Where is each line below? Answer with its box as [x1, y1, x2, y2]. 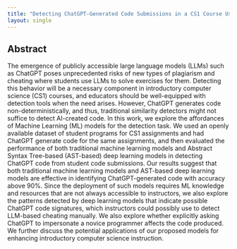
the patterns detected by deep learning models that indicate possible [7, 197, 208, 205]
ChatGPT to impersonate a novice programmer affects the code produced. [7, 219, 224, 228]
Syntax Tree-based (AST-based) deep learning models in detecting [7, 152, 203, 160]
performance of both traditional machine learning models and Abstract [7, 144, 213, 152]
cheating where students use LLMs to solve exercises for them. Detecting [7, 77, 221, 85]
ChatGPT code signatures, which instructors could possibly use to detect [7, 204, 220, 212]
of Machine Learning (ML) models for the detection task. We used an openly [7, 121, 229, 130]
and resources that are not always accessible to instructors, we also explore [7, 189, 229, 198]
